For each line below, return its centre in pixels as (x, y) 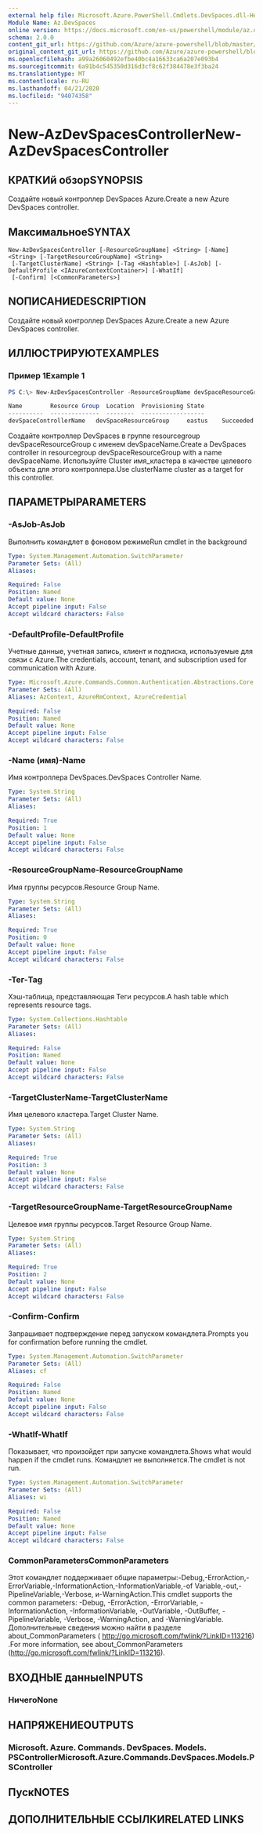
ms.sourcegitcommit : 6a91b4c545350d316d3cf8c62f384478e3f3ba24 (113, 67)
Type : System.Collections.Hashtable (68, 1019)
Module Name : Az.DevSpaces (52, 23)
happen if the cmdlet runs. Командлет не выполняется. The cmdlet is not (127, 1460)
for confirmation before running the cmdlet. (78, 1342)
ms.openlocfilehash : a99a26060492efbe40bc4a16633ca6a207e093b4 (113, 60)
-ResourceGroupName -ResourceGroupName (96, 870)
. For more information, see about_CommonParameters (95, 1645)
